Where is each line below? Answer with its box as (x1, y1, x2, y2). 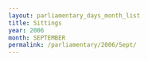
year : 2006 (8, 26, 45, 34)
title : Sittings (8, 19, 62, 27)
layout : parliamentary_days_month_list (8, 11, 141, 20)
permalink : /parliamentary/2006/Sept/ (8, 41, 137, 49)
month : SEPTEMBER (8, 33, 66, 42)
